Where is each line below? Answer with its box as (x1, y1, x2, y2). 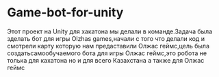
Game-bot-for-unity (7, 5, 124, 20)
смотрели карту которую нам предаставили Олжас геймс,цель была (7, 42, 210, 50)
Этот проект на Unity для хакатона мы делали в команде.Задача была (7, 27, 213, 35)
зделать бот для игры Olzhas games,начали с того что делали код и (7, 34, 205, 42)
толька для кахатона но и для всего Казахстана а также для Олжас (7, 56, 205, 64)
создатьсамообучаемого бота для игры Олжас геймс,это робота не (7, 49, 207, 57)
